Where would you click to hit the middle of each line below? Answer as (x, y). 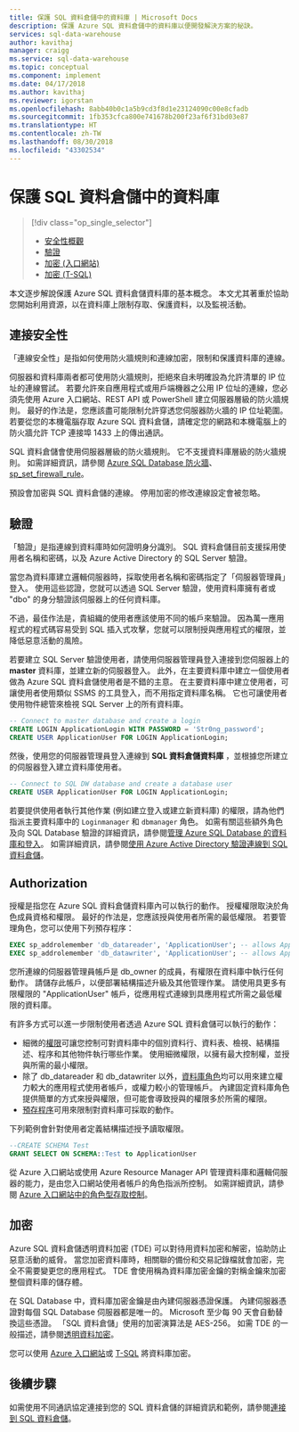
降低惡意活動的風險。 (48, 641)
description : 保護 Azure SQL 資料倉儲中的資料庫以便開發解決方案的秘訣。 (133, 26)
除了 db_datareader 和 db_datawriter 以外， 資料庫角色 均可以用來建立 (149, 1076)
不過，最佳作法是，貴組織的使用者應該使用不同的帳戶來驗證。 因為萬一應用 (147, 618)
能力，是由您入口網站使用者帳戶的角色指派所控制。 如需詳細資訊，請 (150, 1183)
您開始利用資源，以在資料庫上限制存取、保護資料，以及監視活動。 (130, 304)
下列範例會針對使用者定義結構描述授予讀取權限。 (99, 1129)
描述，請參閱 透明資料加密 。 (67, 1334)
